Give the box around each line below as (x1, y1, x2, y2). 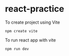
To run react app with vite (5, 37, 56, 43)
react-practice (5, 3, 64, 14)
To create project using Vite (5, 19, 60, 25)
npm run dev (5, 46, 29, 51)
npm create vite (5, 28, 38, 33)
